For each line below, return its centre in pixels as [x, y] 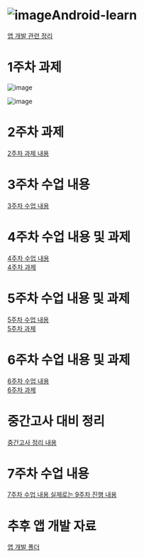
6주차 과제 [22, 390]
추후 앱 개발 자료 [52, 526]
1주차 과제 [34, 67]
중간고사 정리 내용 [32, 442]
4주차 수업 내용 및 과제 [69, 237]
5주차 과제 [22, 328]
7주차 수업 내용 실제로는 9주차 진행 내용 [62, 495]
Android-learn [94, 15]
